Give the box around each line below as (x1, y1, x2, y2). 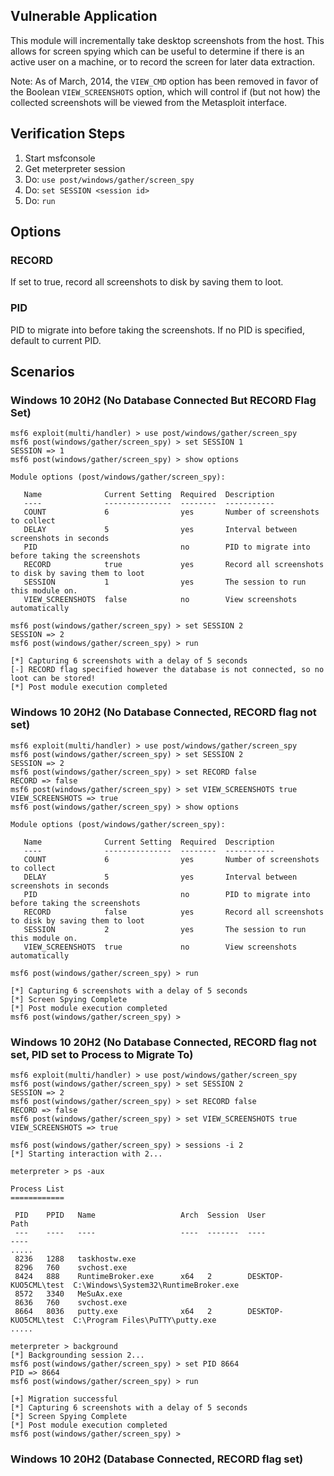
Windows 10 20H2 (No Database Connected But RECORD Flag (10, 393, 317, 407)
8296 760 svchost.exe (14, 1262, 128, 1273)
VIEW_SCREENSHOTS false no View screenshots (23, 595, 298, 605)
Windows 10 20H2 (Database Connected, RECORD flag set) (10, 1452, 304, 1466)
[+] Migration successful (10, 1394, 118, 1404)
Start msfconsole (24, 152, 96, 164)
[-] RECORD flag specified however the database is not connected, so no (10, 665, 325, 675)
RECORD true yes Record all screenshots (23, 560, 325, 570)
